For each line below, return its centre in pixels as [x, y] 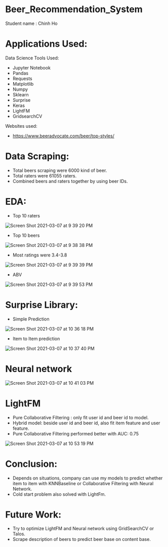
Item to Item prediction [36, 339]
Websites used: [21, 126]
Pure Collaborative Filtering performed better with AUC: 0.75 [76, 433]
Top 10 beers [26, 235]
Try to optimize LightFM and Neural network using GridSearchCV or [83, 529]
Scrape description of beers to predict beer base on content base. [81, 539]
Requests [22, 78]
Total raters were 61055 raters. [45, 175]
